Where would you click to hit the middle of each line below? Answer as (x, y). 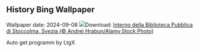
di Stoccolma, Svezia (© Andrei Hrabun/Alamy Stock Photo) (80, 31)
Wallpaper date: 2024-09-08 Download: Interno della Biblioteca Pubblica (100, 25)
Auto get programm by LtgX (41, 42)
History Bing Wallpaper (51, 10)
